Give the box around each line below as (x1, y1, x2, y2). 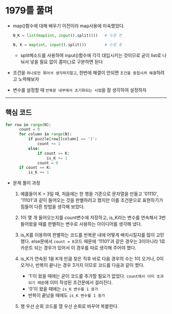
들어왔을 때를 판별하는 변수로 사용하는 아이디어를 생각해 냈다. (20, 221, 142, 227)
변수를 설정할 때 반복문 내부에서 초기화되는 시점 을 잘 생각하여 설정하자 (12, 87, 147, 93)
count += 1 (37, 141, 60, 146)
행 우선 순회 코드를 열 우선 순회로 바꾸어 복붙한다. (20, 303, 119, 309)
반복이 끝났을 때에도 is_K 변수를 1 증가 (28, 292, 105, 299)
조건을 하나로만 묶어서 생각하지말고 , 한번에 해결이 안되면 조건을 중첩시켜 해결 (12, 69, 157, 76)
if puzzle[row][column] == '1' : (28, 137, 97, 142)
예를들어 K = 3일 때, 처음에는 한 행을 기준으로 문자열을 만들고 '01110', (20, 191, 159, 197)
